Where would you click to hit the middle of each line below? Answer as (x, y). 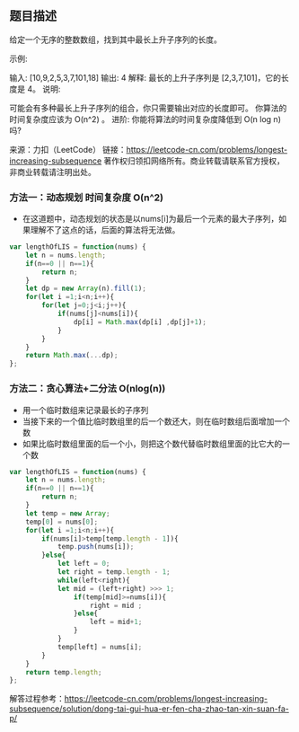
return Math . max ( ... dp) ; (72, 356)
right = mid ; (116, 605)
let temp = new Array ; (68, 513)
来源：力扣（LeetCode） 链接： (68, 149)
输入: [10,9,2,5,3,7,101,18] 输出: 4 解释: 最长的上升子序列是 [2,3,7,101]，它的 (145, 77)
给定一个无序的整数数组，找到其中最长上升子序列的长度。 (115, 40)
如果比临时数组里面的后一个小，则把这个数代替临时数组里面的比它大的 (152, 444)
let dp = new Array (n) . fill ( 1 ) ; (86, 289)
